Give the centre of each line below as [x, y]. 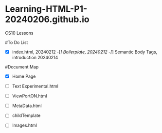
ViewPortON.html [29, 96]
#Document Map [22, 67]
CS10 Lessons [19, 33]
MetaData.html [27, 106]
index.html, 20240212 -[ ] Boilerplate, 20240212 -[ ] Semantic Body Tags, [85, 52]
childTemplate [26, 115]
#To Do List [17, 42]
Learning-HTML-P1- [46, 9]
